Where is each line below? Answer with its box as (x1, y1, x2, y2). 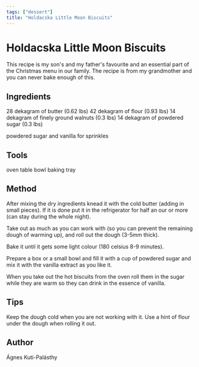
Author (6, 337, 33, 348)
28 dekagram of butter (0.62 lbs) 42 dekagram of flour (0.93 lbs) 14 (6, 108, 176, 115)
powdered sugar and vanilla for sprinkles (6, 132, 109, 140)
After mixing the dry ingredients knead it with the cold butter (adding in (6, 200, 184, 207)
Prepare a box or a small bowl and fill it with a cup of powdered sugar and (6, 254, 191, 262)
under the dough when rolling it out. (6, 320, 96, 327)
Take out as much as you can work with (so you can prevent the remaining (6, 225, 193, 232)
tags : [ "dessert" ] (6, 9, 53, 15)
